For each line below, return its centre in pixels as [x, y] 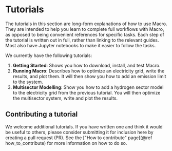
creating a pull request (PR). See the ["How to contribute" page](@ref [79, 138]
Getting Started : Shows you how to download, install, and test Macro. [87, 65]
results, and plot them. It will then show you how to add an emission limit [89, 76]
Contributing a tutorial [42, 114]
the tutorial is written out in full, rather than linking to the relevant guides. [82, 40]
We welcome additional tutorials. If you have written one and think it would [84, 126]
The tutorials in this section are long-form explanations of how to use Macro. [86, 24]
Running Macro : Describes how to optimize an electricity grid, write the [89, 71]
